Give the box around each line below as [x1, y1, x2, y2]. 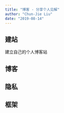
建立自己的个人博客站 [5, 49, 47, 55]
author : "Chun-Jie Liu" [5, 12, 53, 16]
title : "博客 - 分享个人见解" [5, 7, 60, 12]
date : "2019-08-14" [5, 16, 44, 21]
